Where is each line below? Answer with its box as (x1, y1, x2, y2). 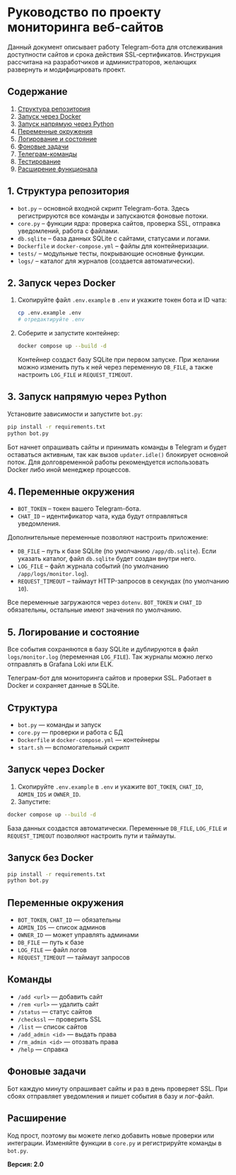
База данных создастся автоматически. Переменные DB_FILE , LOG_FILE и (7, 823, 228, 832)
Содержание (7, 86, 69, 98)
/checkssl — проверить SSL (17, 1014, 102, 1023)
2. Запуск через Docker (7, 277, 116, 289)
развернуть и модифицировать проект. (7, 65, 126, 74)
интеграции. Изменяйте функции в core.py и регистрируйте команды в (7, 1138, 222, 1147)
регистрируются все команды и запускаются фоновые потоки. (17, 212, 208, 220)
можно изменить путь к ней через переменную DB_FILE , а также (17, 363, 213, 371)
